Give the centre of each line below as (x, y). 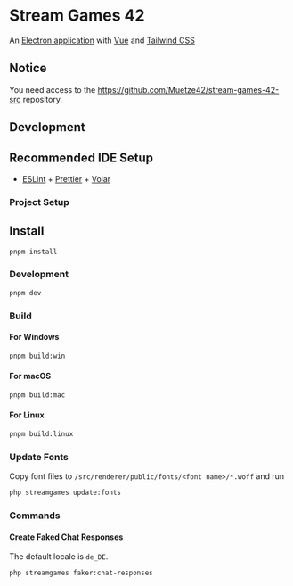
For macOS (30, 376)
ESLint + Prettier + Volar (66, 178)
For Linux (27, 415)
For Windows (34, 337)
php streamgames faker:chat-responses (81, 573)
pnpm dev (25, 293)
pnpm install (33, 252)
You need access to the (53, 89)
